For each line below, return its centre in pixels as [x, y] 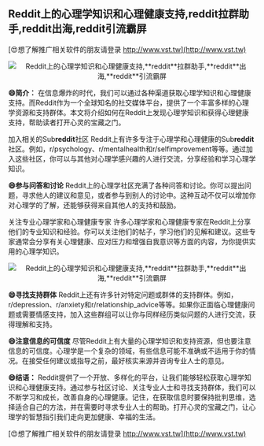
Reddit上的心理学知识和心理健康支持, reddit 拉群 [124, 14]
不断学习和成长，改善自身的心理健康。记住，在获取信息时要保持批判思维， [128, 397]
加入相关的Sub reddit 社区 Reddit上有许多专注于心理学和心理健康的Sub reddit [131, 139]
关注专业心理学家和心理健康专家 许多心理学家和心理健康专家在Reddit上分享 [130, 221]
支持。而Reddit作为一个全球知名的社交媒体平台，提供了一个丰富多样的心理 [129, 102]
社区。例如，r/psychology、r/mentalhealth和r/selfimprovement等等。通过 [127, 149]
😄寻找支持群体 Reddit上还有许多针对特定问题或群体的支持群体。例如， [123, 295]
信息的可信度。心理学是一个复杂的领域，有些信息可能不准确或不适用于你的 [128, 351]
